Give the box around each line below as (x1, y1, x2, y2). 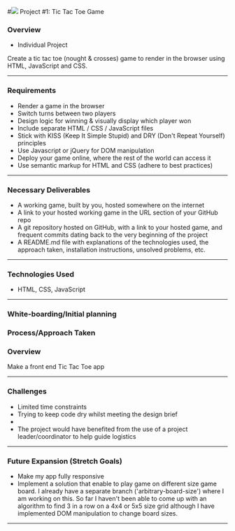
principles (17, 138, 47, 147)
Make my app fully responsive (17, 472, 105, 480)
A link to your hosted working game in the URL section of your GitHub (17, 208, 218, 217)
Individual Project (17, 41, 68, 49)
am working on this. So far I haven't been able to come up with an (17, 494, 207, 502)
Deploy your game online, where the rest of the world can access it (17, 154, 211, 162)
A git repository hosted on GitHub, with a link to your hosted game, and (17, 223, 222, 231)
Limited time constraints (17, 402, 87, 411)
